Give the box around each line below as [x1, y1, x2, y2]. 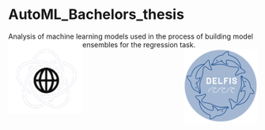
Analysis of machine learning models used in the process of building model [8, 32, 253, 41]
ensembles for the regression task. [82, 39, 196, 49]
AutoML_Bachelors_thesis [8, 6, 184, 24]
